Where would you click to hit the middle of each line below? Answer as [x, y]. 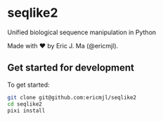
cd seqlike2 [25, 104]
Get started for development [71, 68]
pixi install [26, 111]
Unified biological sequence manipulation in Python [82, 32]
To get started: [29, 85]
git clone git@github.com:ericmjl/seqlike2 [72, 97]
